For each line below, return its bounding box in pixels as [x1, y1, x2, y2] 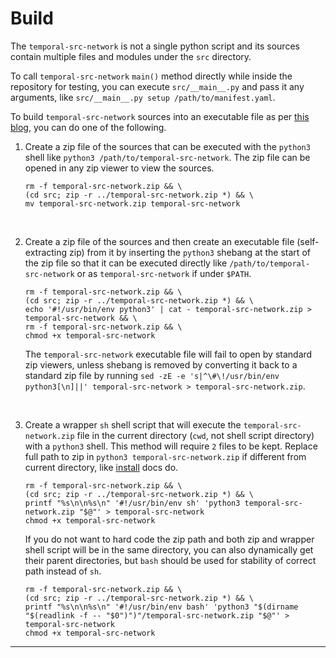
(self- [296, 235, 320, 247]
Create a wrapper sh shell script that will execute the [24, 418, 242, 431]
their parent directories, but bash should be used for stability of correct [24, 554, 317, 566]
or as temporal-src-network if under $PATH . [76, 267, 252, 279]
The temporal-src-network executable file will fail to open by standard [24, 348, 313, 360]
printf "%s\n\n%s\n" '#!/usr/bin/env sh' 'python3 [24, 498, 241, 508]
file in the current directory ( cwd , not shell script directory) [76, 429, 315, 441]
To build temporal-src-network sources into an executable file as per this [10, 110, 310, 122]
